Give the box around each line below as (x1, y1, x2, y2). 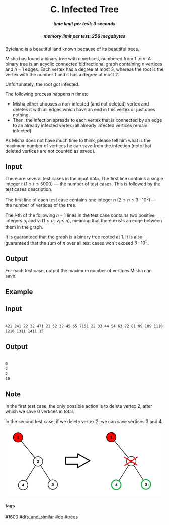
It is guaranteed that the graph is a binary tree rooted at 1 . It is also (5, 234, 143, 240)
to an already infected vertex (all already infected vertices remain (12, 122, 148, 128)
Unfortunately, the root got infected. (5, 81, 80, 87)
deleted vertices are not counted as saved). (5, 148, 96, 154)
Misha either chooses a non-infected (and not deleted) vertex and (12, 100, 149, 107)
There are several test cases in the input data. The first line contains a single (5, 176, 163, 182)
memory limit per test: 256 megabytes (43, 33, 126, 39)
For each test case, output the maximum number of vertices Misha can (5, 268, 152, 274)
